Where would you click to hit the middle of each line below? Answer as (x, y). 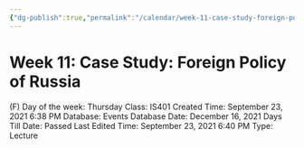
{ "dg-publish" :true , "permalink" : (72, 18)
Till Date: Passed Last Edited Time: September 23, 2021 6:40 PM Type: (141, 125)
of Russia (45, 81)
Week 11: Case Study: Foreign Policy (148, 62)
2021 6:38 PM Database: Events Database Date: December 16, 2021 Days (146, 116)
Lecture (24, 135)
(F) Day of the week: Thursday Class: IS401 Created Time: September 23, (146, 106)
